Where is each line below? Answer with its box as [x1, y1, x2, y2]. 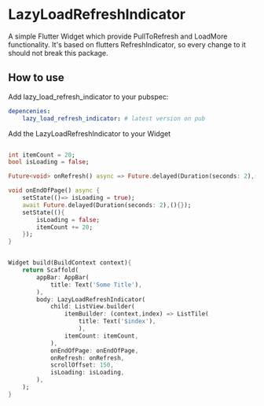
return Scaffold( [22, 266, 79, 274]
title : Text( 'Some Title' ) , [49, 281, 143, 289]
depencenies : [8, 107, 51, 115]
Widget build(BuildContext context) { [8, 259, 132, 267]
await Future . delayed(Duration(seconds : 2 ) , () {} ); [22, 201, 192, 209]
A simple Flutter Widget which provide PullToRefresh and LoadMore [8, 31, 228, 41]
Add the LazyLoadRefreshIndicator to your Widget [8, 128, 171, 138]
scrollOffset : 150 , [49, 361, 114, 369]
